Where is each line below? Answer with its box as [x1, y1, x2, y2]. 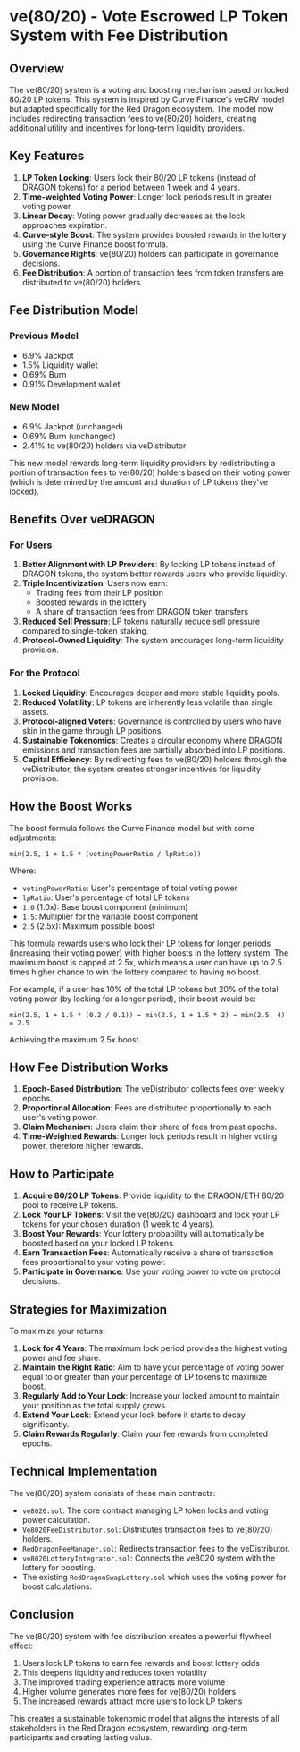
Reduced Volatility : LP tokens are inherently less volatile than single [21, 696, 274, 708]
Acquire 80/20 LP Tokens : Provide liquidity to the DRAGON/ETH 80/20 [21, 1190, 285, 1201]
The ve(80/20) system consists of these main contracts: [9, 1487, 216, 1498]
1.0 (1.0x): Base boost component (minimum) [21, 901, 189, 912]
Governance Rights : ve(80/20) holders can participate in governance [21, 248, 279, 259]
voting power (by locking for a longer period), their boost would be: [9, 993, 257, 1004]
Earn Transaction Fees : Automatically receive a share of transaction [21, 1247, 274, 1258]
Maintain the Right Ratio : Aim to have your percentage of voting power [21, 1362, 285, 1373]
